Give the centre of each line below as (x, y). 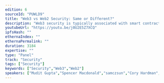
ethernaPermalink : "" (27, 41)
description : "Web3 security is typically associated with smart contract (83, 23)
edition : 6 (16, 10)
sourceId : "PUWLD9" (25, 14)
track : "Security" (24, 60)
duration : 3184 (20, 46)
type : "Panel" (20, 55)
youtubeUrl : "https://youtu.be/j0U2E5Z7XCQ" (51, 28)
